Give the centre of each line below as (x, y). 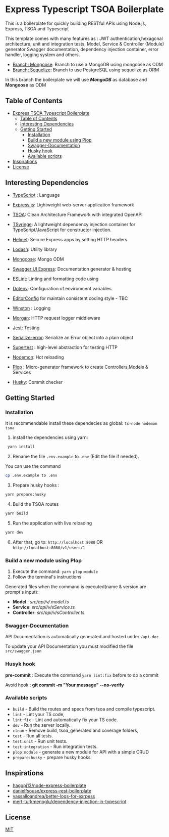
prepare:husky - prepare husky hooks (51, 757)
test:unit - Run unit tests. (40, 741)
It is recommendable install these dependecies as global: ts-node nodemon (81, 423)
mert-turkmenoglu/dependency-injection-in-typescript (69, 801)
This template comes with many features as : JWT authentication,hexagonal (84, 38)
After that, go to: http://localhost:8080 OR (58, 542)
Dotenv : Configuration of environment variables (62, 288)
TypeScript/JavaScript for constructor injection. (62, 230)
